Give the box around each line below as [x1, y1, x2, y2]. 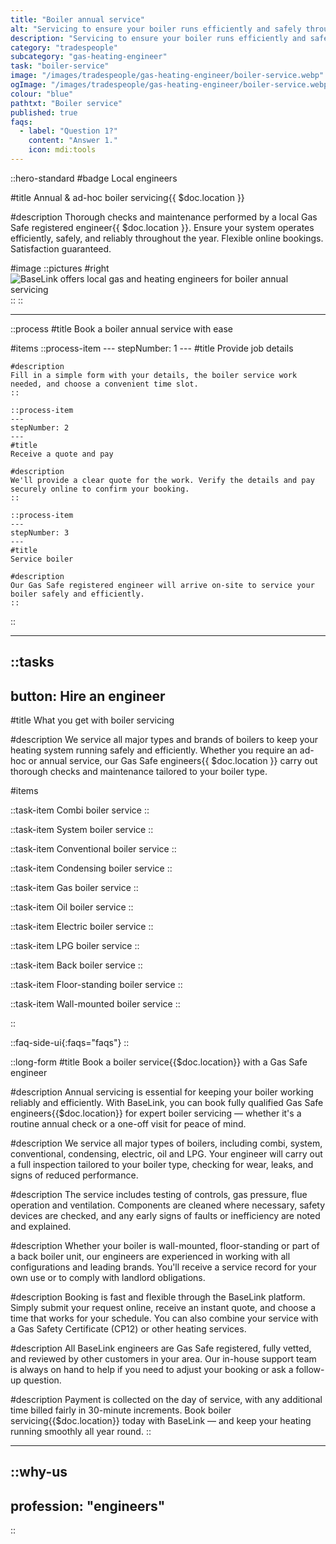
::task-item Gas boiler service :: [10, 882, 139, 894]
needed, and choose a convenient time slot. [10, 379, 199, 389]
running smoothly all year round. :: [10, 1426, 152, 1438]
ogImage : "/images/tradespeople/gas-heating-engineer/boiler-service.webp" [10, 80, 333, 90]
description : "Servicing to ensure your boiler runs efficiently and [10, 33, 307, 43]
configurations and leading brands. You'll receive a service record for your [10, 1261, 317, 1273]
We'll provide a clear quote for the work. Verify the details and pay [10, 475, 315, 485]
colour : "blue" [10, 89, 74, 99]
